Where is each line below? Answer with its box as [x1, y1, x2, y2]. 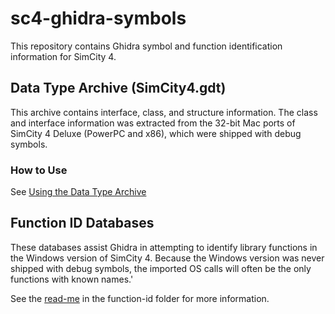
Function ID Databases [10, 215, 155, 232]
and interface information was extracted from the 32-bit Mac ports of [10, 117, 296, 129]
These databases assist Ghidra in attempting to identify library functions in [10, 241, 318, 253]
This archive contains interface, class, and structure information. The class [10, 106, 318, 118]
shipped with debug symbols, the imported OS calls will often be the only [10, 262, 312, 274]
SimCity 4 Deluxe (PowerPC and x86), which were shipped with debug [10, 127, 302, 139]
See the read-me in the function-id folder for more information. [10, 292, 270, 304]
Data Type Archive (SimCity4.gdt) [10, 80, 227, 97]
